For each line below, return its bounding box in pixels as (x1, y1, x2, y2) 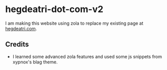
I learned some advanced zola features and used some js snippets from (12, 53, 162, 59)
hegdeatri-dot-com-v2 (5, 4, 104, 15)
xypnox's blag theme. (12, 59, 58, 65)
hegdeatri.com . (5, 25, 37, 31)
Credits (5, 40, 29, 49)
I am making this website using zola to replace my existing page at (5, 20, 144, 26)
